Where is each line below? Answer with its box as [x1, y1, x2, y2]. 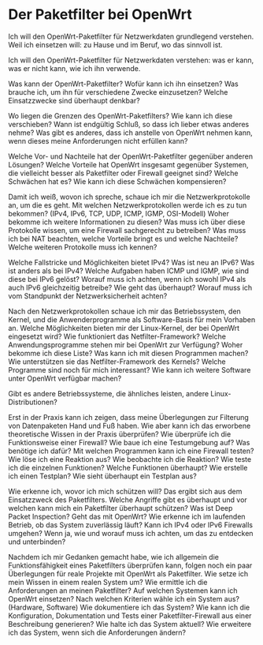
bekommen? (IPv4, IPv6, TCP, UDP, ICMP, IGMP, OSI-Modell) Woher [8, 208, 230, 218]
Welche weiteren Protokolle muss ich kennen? [8, 242, 157, 252]
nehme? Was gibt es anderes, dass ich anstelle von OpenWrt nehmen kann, [8, 128, 254, 137]
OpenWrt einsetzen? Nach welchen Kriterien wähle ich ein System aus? [8, 594, 240, 603]
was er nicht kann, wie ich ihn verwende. [8, 63, 141, 73]
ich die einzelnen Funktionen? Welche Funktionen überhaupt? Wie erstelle [8, 463, 248, 472]
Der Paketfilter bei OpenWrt [8, 6, 193, 24]
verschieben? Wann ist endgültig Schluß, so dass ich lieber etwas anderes [8, 119, 250, 129]
